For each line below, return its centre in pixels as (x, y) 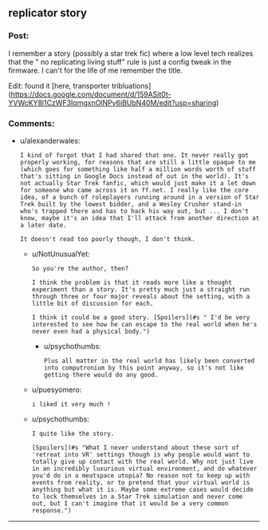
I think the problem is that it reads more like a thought (132, 283)
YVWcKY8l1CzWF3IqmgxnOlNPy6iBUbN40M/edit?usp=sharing (112, 102)
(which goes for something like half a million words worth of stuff (138, 169)
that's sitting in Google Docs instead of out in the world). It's (134, 176)
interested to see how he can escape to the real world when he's (144, 324)
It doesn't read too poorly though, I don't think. (107, 239)
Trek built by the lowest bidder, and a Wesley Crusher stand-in (130, 204)
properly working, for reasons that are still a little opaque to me (138, 162)
